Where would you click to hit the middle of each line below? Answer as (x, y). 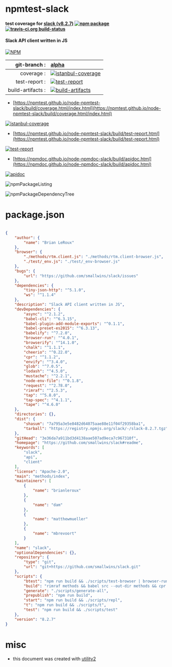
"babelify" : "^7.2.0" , (48, 333)
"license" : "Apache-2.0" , (42, 472)
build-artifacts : (27, 90)
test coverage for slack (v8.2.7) (39, 23)
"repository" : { (32, 557)
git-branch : (30, 65)
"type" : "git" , (40, 562)
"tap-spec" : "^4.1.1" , (48, 400)
